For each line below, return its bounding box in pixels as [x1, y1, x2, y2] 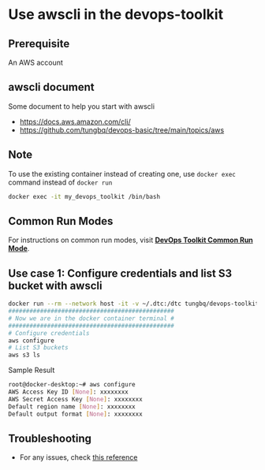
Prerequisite [8, 37, 70, 50]
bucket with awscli [8, 278, 103, 293]
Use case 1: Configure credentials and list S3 [8, 267, 233, 280]
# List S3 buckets [8, 344, 69, 352]
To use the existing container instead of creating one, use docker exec [8, 169, 237, 178]
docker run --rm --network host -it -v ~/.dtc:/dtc [8, 300, 181, 308]
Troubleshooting [8, 431, 92, 445]
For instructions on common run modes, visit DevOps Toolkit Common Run [8, 235, 254, 245]
